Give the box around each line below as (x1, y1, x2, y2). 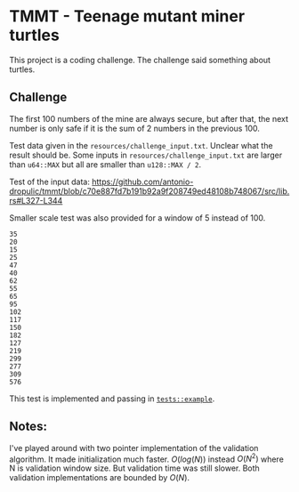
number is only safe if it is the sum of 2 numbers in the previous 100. (9, 123, 260, 133)
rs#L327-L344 (9, 195, 63, 206)
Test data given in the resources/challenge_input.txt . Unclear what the (9, 140, 273, 150)
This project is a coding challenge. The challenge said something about (9, 54, 271, 65)
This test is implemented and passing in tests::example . (9, 393, 215, 404)
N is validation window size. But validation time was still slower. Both (9, 463, 260, 473)
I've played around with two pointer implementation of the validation (9, 442, 259, 453)
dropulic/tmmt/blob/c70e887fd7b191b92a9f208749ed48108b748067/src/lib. (9, 185, 290, 197)
